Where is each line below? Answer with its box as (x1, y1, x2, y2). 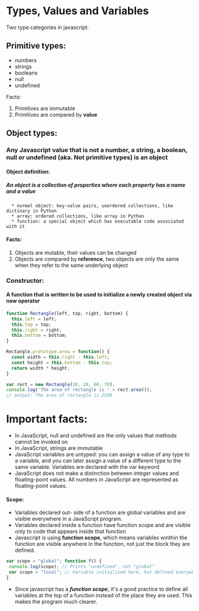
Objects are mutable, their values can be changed (14, 249, 137, 256)
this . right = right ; (11, 327, 62, 333)
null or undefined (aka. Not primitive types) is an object (6, 153, 168, 162)
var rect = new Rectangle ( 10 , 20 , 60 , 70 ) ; (6, 381, 115, 387)
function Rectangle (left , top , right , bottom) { (6, 310, 129, 316)
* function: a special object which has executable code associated (11, 218, 184, 224)
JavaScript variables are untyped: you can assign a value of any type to (14, 451, 190, 458)
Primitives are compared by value (14, 111, 98, 118)
